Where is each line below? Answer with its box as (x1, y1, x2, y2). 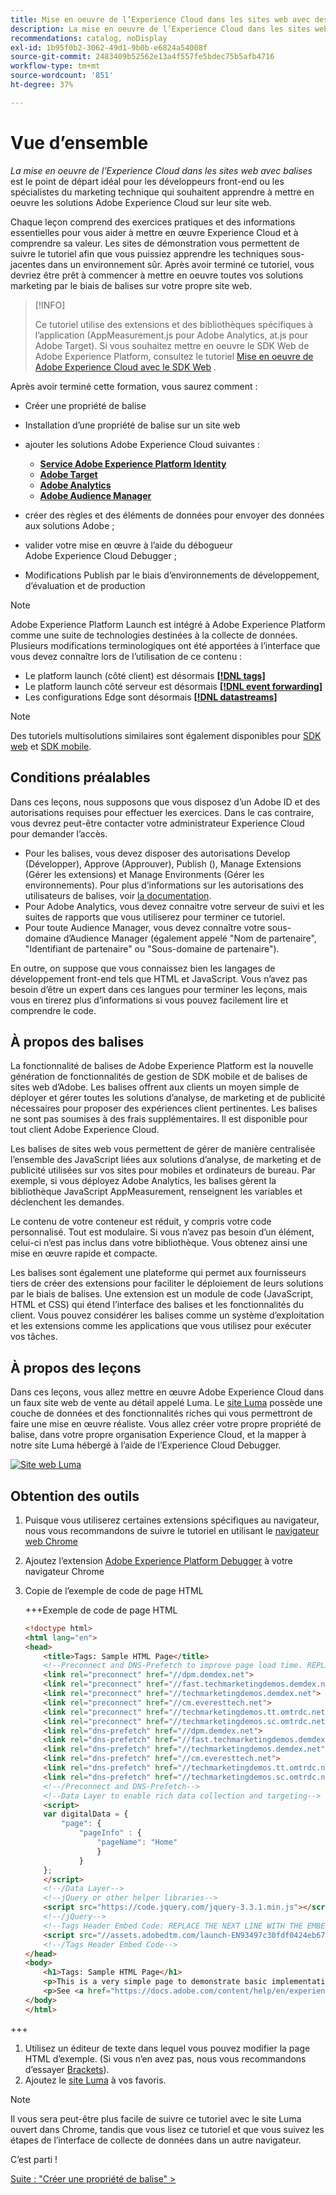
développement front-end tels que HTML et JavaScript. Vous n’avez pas (10, 972, 308, 985)
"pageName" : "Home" (96, 1837, 178, 1848)
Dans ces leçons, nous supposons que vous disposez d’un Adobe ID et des (10, 796, 321, 808)
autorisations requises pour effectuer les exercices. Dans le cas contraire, (10, 806, 315, 818)
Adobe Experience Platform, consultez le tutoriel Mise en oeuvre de (34, 350, 314, 362)
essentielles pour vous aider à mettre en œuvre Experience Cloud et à (10, 226, 299, 238)
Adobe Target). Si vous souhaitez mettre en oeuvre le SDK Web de (34, 339, 310, 351)
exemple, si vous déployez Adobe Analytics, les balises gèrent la (10, 1175, 277, 1187)
